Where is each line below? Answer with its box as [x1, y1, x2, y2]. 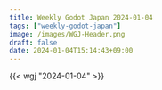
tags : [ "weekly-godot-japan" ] [9, 21, 122, 30]
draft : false [9, 37, 58, 47]
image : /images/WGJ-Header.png [9, 29, 126, 38]
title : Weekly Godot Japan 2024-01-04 [9, 12, 153, 22]
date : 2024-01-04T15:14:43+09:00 [9, 46, 134, 55]
